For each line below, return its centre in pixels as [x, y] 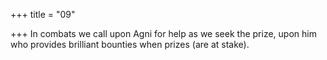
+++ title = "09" [43, 14]
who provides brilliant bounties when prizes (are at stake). [130, 44]
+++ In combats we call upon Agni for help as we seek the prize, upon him [163, 33]
